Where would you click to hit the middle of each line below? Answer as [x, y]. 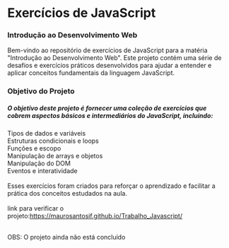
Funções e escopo [34, 148]
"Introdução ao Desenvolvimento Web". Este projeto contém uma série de [114, 58]
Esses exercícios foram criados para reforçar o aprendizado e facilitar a [111, 186]
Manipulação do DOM [39, 163]
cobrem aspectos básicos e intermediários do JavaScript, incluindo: [110, 116]
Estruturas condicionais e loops [53, 141]
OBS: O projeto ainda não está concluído [66, 237]
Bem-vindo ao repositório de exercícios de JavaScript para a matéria [107, 50]
